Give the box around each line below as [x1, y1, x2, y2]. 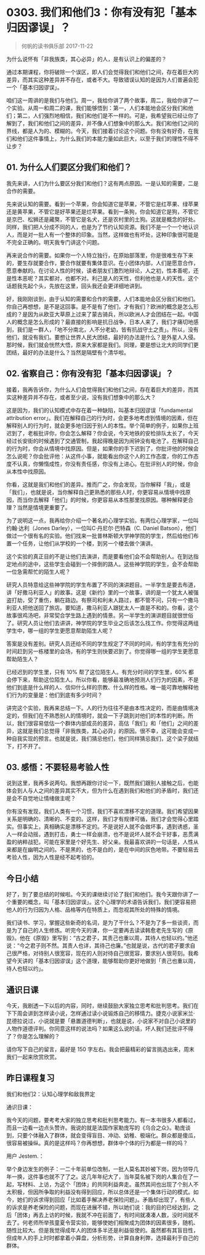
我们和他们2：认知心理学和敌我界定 [6, 1090, 96, 1098]
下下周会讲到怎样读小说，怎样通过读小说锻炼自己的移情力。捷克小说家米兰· [6, 1010, 195, 1017]
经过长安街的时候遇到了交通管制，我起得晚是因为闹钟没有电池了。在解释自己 [6, 437, 199, 444]
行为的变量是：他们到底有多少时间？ [11, 691, 103, 699]
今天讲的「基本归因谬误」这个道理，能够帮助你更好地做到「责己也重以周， [11, 957, 199, 965]
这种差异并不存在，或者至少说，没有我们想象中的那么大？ [11, 393, 156, 401]
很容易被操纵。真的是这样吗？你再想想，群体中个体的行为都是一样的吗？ [6, 1139, 188, 1147]
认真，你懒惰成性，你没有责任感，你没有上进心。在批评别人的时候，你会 [16, 460, 199, 467]
